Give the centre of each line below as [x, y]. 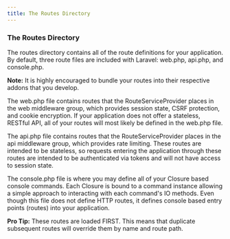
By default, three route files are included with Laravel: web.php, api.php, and [115, 60]
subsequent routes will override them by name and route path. [95, 228]
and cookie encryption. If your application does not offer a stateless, [104, 115]
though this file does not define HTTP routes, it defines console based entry [115, 201]
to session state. [30, 165]
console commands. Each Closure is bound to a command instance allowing [115, 185]
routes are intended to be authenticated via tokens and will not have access [114, 158]
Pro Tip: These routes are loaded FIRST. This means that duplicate [101, 221]
